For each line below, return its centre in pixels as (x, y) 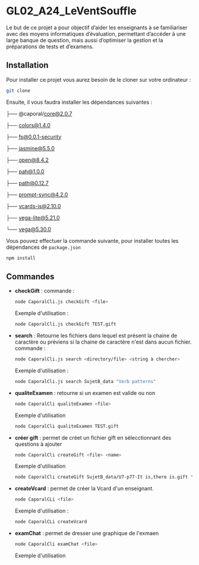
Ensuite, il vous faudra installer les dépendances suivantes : (79, 102)
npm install (21, 258)
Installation (27, 65)
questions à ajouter (38, 444)
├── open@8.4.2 (28, 160)
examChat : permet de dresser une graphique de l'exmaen (87, 533)
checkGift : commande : (45, 291)
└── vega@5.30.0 (29, 229)
